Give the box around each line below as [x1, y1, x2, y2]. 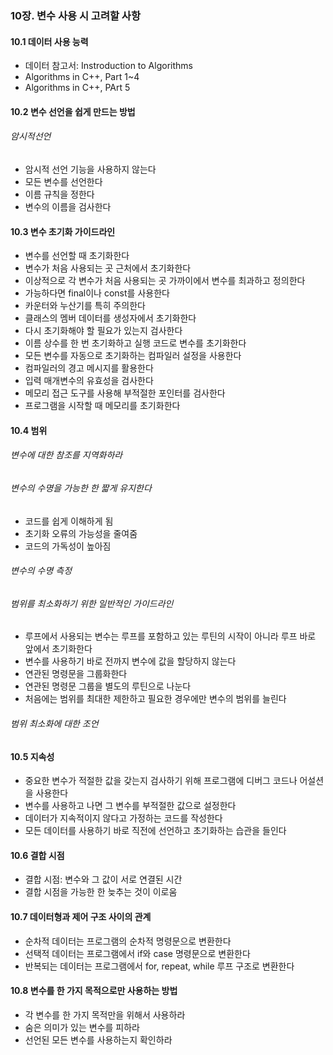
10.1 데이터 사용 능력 [10, 35, 89, 47]
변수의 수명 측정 [10, 565, 73, 577]
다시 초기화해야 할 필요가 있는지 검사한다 [24, 325, 183, 337]
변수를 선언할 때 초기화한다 [24, 250, 130, 262]
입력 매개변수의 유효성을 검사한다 [24, 375, 154, 387]
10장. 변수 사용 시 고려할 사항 [10, 8, 141, 22]
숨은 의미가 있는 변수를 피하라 [24, 1021, 140, 1033]
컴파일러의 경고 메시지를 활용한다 [24, 362, 154, 374]
